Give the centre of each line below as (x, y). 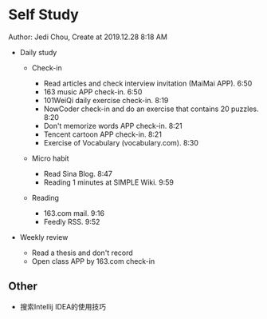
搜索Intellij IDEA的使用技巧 (63, 306)
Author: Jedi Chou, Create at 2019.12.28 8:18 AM (88, 37)
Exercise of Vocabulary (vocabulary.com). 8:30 (121, 142)
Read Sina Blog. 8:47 (78, 173)
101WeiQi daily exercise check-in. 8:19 (106, 100)
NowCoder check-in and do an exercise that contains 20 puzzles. (151, 109)
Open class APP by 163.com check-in (93, 261)
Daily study (38, 52)
